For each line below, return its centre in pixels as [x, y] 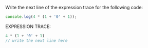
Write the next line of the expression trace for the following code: [74, 7]
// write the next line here [36, 40]
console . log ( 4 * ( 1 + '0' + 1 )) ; [41, 17]
